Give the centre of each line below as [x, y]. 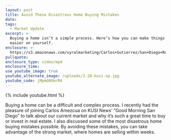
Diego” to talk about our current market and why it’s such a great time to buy [85, 116]
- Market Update [27, 29]
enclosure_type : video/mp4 [34, 62]
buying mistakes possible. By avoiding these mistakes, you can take [76, 126]
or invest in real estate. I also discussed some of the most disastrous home [83, 121]
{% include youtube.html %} [35, 95]
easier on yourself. [32, 43]
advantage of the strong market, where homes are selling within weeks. [80, 132]
